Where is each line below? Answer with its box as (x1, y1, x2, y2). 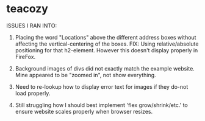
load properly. (15, 89, 51, 97)
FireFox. (15, 53, 36, 60)
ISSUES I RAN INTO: (6, 22, 57, 29)
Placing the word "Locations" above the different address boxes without (15, 33, 196, 41)
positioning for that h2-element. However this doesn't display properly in (15, 46, 198, 54)
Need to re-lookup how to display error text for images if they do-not (15, 83, 189, 90)
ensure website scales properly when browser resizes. (15, 108, 153, 115)
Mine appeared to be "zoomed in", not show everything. (15, 71, 157, 78)
